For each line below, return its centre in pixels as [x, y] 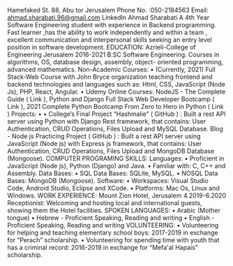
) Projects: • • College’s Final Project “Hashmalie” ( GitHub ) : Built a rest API [116, 114]
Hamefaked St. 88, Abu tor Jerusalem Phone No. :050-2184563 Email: [108, 10]
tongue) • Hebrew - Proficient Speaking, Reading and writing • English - [111, 218]
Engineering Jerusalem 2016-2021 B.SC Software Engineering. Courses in [113, 54]
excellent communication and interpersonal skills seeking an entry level [110, 40]
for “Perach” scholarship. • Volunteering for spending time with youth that [113, 240]
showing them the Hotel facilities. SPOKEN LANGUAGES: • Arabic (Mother [114, 210]
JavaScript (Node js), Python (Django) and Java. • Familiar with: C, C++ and [116, 166]
